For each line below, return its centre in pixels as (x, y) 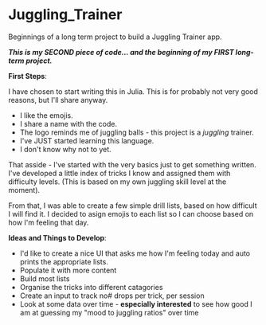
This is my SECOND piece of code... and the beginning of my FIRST (121, 52)
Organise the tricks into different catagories (91, 287)
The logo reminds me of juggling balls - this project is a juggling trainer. (137, 132)
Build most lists (45, 278)
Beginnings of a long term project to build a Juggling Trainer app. (115, 37)
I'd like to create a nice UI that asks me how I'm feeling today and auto (135, 253)
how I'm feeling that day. (49, 222)
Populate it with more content (68, 270)
